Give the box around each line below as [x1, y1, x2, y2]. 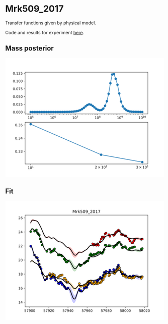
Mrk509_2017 [5, 3, 64, 15]
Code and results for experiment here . [5, 29, 85, 35]
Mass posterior [5, 44, 54, 53]
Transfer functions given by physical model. [5, 20, 97, 26]
